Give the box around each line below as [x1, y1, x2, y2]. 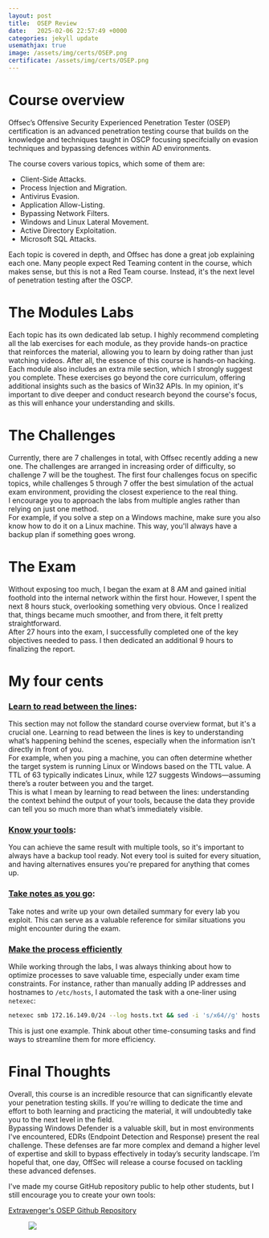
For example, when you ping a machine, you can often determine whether [8, 753, 253, 763]
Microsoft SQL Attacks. [19, 234, 97, 243]
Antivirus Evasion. [19, 191, 80, 201]
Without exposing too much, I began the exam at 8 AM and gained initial [8, 584, 247, 594]
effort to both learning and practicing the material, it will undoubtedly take [8, 1106, 252, 1116]
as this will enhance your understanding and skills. [8, 398, 175, 408]
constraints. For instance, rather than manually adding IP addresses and [8, 979, 247, 988]
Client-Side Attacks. [19, 174, 87, 184]
